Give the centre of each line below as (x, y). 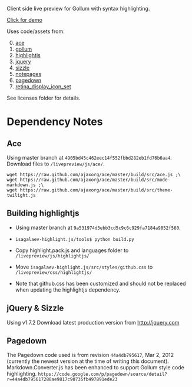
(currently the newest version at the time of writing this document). (88, 361)
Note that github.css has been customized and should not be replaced (100, 283)
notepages (28, 74)
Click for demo (25, 20)
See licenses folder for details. (44, 98)
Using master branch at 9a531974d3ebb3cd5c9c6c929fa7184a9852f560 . (98, 227)
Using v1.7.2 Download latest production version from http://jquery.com (93, 322)
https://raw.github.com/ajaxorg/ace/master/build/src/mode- (95, 180)
